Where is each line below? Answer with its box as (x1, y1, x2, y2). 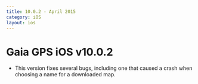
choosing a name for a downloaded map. (14, 71, 116, 78)
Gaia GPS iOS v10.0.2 (6, 45, 113, 59)
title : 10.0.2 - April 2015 (6, 8, 76, 15)
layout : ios (6, 20, 36, 25)
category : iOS (6, 14, 42, 20)
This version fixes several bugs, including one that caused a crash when (14, 64, 193, 72)
